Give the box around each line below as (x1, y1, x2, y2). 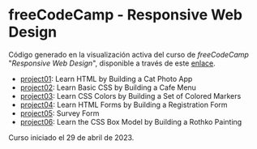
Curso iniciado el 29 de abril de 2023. (8, 132, 135, 143)
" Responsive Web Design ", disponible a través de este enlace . (8, 58, 216, 68)
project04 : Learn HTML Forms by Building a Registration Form (19, 100, 229, 109)
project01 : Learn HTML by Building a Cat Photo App (19, 74, 193, 83)
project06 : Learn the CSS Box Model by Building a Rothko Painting (19, 117, 242, 126)
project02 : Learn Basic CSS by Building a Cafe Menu (19, 83, 197, 92)
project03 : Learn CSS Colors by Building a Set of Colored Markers (19, 91, 242, 100)
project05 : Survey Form (19, 108, 100, 118)
